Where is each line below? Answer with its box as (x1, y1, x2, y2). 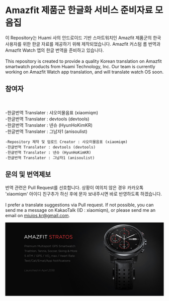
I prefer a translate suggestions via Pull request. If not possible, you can (5, 202, 154, 208)
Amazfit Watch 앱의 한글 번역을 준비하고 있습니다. (5, 47, 104, 53)
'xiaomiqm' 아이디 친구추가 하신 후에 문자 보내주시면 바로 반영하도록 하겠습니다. (5, 191, 162, 197)
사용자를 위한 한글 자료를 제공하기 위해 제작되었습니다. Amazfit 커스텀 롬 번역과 (5, 41, 161, 47)
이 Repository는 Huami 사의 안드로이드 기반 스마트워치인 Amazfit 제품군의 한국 (5, 35, 161, 41)
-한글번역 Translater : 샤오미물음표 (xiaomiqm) (5, 109, 99, 115)
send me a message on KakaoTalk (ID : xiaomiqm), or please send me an (5, 207, 156, 213)
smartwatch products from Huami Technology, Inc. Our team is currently (5, 63, 155, 69)
